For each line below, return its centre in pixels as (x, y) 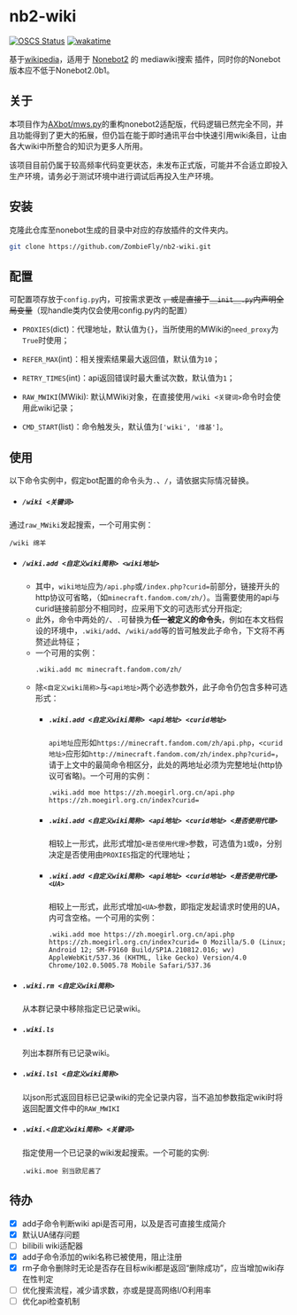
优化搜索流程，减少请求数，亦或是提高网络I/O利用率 (117, 1290)
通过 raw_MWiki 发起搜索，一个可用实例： (81, 525)
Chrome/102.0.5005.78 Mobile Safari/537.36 (129, 965)
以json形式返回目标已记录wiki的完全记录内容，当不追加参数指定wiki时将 (152, 1097)
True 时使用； (46, 340)
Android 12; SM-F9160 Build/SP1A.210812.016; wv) (141, 950)
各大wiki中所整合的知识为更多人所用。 (78, 146)
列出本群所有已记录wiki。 (68, 1053)
